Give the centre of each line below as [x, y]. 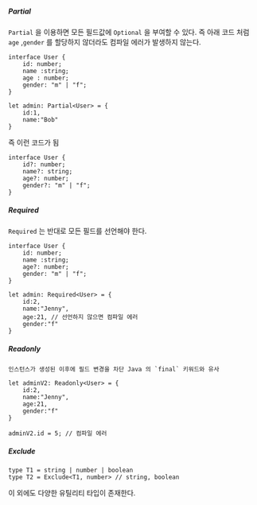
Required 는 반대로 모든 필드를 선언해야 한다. [78, 231]
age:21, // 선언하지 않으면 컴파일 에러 [80, 317]
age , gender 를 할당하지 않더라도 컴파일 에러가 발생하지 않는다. [105, 42]
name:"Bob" [41, 119]
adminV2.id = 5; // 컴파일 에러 [58, 433]
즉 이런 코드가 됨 [34, 142]
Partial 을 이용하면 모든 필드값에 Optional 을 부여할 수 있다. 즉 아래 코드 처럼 [129, 32]
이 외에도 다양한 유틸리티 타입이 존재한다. [72, 492]
